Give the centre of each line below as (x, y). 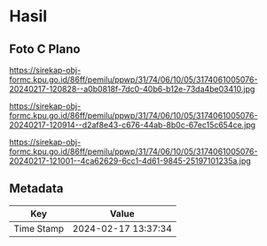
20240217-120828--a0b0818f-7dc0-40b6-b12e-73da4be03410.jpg (132, 89)
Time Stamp (39, 228)
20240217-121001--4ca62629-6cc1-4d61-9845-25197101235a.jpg (130, 161)
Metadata (36, 189)
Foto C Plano (45, 49)
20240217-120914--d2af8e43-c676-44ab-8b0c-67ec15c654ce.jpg (132, 125)
